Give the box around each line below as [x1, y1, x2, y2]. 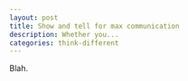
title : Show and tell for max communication [9, 22, 180, 31]
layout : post [9, 13, 59, 22]
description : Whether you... [9, 30, 119, 39]
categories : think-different [9, 38, 119, 48]
